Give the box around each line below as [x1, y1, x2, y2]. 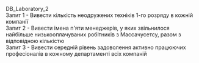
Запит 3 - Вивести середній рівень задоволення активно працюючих [5, 44, 187, 51]
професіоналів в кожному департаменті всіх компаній [5, 50, 147, 57]
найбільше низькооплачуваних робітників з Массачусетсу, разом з [5, 31, 181, 38]
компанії [5, 18, 29, 25]
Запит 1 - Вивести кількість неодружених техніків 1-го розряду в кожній [5, 12, 194, 19]
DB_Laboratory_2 [5, 5, 49, 12]
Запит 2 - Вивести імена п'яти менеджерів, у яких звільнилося [5, 24, 170, 31]
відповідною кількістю [5, 38, 65, 44]
